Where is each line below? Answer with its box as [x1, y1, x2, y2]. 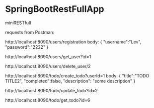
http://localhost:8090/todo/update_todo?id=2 [5, 87, 98, 93]
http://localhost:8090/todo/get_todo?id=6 [5, 97, 90, 103]
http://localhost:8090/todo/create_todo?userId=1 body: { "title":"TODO [5, 72, 150, 78]
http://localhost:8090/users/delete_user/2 [5, 63, 91, 69]
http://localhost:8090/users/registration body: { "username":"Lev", [5, 38, 142, 45]
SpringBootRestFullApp [5, 3, 104, 15]
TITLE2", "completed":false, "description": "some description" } [5, 78, 136, 84]
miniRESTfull [5, 20, 31, 26]
